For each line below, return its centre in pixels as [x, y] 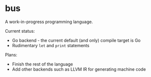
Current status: [20, 31]
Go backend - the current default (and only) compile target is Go [76, 40]
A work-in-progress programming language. [49, 22]
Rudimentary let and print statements [51, 45]
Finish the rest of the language [43, 64]
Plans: [11, 55]
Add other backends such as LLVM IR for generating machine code [79, 69]
